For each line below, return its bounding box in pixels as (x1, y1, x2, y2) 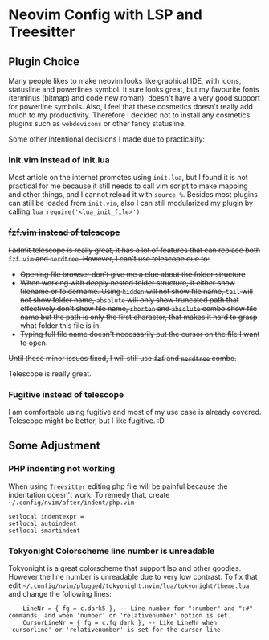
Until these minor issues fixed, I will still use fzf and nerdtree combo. (8, 353, 237, 363)
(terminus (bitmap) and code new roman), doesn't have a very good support (8, 93, 261, 102)
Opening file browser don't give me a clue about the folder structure (19, 269, 246, 279)
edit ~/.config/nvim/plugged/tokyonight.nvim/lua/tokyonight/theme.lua (8, 581, 250, 590)
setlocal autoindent (8, 519, 78, 527)
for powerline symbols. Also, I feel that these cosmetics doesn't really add (8, 102, 253, 111)
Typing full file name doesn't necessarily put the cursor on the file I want (19, 329, 260, 338)
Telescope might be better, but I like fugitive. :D (8, 416, 165, 425)
